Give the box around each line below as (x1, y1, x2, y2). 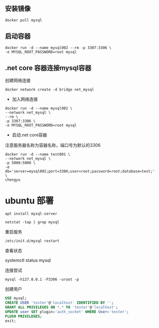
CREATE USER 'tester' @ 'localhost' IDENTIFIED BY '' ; (5, 300, 114, 305)
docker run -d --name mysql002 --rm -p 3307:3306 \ (5, 45, 111, 50)
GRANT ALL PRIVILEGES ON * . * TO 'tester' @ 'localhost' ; (5, 305, 118, 310)
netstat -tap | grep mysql (5, 220, 60, 225)
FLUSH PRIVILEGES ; (5, 314, 42, 319)
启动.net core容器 (12, 132, 48, 138)
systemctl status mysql (5, 257, 51, 263)
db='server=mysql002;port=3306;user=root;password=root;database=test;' (5, 169, 155, 174)
